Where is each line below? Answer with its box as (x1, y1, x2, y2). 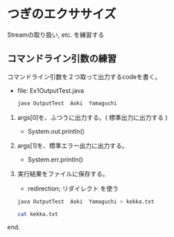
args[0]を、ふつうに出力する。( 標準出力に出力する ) (17, 113, 168, 121)
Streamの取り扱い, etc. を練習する (7, 30, 105, 39)
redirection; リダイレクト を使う (27, 184, 119, 193)
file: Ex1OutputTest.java (17, 86, 85, 94)
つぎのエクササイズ (7, 6, 116, 22)
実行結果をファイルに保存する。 (17, 169, 109, 177)
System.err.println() (27, 155, 83, 164)
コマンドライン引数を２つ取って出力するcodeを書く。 (7, 72, 162, 80)
